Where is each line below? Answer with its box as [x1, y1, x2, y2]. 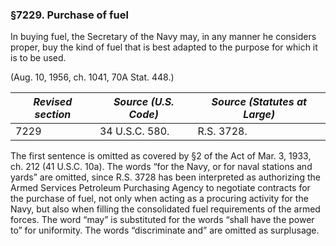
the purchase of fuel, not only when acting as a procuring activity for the [10, 193, 309, 205]
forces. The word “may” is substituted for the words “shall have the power [10, 214, 315, 226]
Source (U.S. [113, 95, 175, 109]
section [34, 108, 72, 122]
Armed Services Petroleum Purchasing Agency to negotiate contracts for [10, 182, 311, 194]
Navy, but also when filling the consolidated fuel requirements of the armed [10, 203, 321, 215]
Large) [243, 108, 276, 122]
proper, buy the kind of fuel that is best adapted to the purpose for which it [10, 41, 318, 53]
